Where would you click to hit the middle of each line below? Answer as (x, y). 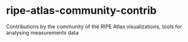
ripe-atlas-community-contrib (81, 11)
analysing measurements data (42, 32)
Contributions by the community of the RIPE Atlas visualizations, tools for (94, 26)
